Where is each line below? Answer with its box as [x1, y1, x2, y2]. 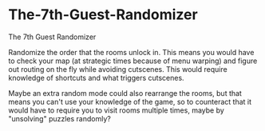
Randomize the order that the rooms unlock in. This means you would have [8, 47, 255, 57]
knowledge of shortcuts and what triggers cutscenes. [8, 73, 185, 82]
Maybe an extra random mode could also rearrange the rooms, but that [8, 88, 242, 97]
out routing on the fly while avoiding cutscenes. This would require [8, 64, 227, 73]
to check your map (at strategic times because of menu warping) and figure [8, 56, 258, 65]
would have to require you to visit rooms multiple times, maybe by [8, 105, 225, 115]
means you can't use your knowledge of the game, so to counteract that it [8, 97, 252, 106]
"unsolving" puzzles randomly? [8, 113, 112, 123]
